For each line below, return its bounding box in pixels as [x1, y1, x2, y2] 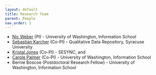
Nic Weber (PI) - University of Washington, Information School [12, 34, 137, 40]
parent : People [5, 16, 36, 21]
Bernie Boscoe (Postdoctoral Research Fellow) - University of [12, 60, 135, 65]
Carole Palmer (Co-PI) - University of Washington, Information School [12, 54, 151, 60]
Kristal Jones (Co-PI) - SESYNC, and [12, 49, 86, 55]
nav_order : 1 [5, 20, 31, 26]
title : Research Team [5, 12, 49, 16]
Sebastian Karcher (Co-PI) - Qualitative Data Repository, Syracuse [12, 39, 144, 45]
